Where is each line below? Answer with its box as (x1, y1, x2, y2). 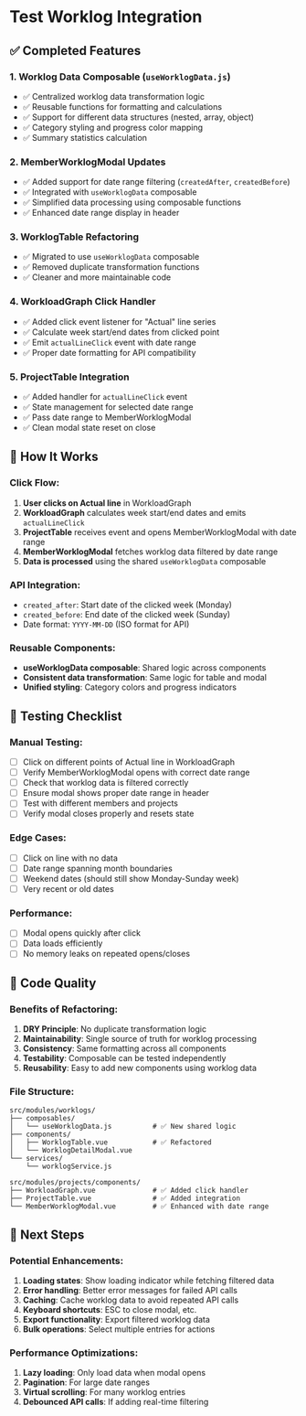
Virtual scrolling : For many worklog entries (22, 1387, 185, 1398)
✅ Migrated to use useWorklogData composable (22, 252, 200, 263)
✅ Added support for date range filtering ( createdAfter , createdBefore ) (22, 177, 290, 188)
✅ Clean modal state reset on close (22, 423, 156, 434)
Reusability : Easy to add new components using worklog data (22, 1063, 258, 1074)
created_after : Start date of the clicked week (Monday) (22, 599, 233, 610)
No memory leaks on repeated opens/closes (22, 949, 190, 960)
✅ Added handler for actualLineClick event (22, 392, 188, 402)
